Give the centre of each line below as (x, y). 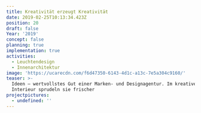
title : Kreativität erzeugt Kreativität (57, 12)
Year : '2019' (22, 34)
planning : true (25, 45)
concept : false (25, 39)
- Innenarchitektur (36, 67)
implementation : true (33, 51)
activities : (21, 56)
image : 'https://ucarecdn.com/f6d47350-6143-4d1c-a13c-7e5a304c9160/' (96, 73)
